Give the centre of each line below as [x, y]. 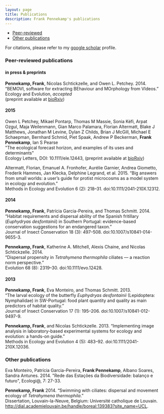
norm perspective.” [25, 262]
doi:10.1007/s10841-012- [126, 311]
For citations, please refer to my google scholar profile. [61, 48]
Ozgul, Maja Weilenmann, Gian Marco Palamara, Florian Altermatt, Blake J [80, 126]
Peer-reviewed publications [39, 61]
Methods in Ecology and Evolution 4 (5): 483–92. [55, 342]
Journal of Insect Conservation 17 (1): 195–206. [53, 311]
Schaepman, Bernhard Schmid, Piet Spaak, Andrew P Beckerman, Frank [78, 137]
